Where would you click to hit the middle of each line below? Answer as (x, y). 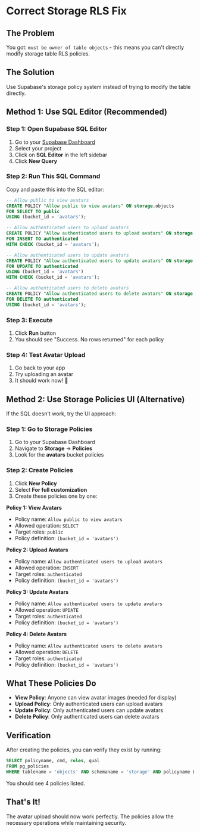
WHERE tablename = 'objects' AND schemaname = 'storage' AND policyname (98, 772)
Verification (29, 735)
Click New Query (36, 161)
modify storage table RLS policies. (48, 54)
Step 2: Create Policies (40, 470)
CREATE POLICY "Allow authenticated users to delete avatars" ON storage (100, 294)
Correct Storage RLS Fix (66, 11)
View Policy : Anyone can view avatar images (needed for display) (96, 698)
